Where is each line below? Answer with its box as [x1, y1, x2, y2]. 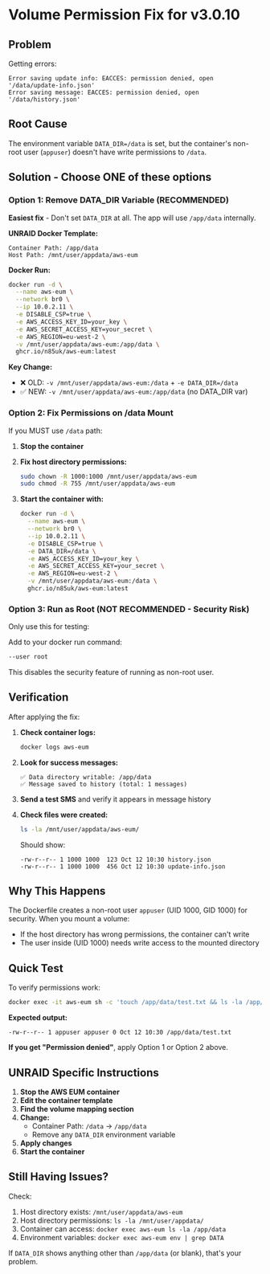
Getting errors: [8, 59, 57, 68]
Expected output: [8, 1013, 68, 1023]
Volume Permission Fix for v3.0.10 [8, 6, 241, 24]
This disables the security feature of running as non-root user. [8, 668, 215, 677]
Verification [8, 691, 69, 704]
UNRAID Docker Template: [8, 228, 99, 238]
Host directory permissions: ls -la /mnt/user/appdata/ [19, 1215, 204, 1225]
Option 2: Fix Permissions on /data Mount [8, 407, 174, 419]
